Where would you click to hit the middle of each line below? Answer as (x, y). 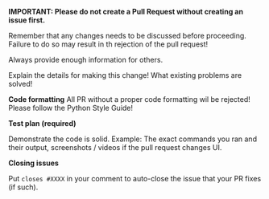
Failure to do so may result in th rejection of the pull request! (108, 44)
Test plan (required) (42, 123)
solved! (21, 84)
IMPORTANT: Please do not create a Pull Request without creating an (126, 12)
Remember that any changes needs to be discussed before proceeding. (128, 36)
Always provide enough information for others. (86, 60)
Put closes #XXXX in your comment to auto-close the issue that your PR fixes (135, 179)
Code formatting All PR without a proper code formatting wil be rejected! (130, 99)
